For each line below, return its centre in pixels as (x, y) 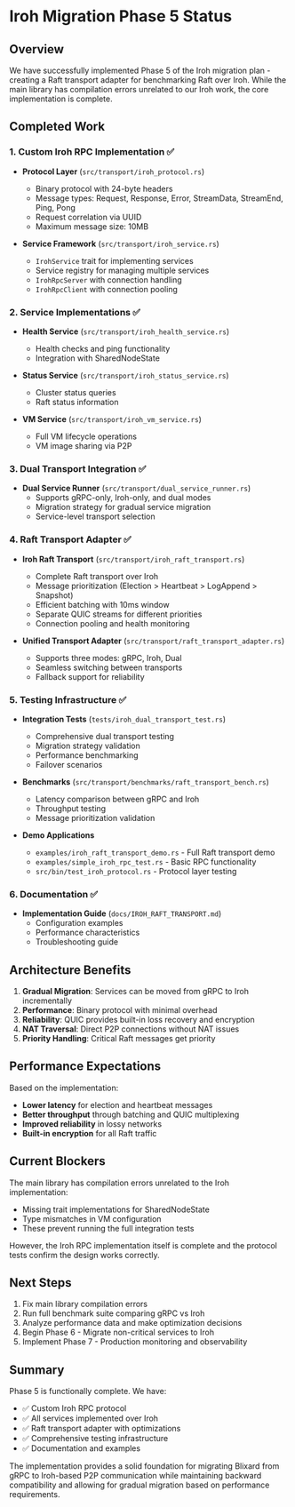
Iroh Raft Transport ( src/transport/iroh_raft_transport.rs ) (133, 559)
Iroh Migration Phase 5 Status (121, 16)
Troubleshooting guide (76, 942)
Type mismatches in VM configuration (92, 1218)
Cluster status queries (76, 392)
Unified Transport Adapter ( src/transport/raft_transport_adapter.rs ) (153, 641)
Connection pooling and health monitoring (112, 623)
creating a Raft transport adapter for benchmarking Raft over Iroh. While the (148, 80)
